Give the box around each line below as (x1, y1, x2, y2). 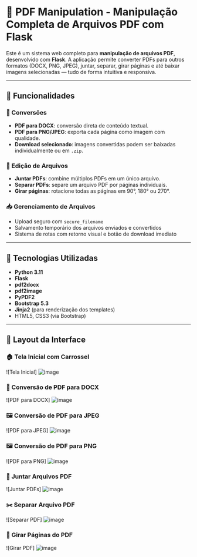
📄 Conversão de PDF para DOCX (6, 383, 100, 391)
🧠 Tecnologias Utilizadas (6, 253, 98, 263)
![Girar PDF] (6, 544, 35, 551)
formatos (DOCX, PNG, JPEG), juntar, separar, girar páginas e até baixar (6, 62, 180, 69)
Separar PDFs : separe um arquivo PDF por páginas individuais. (14, 181, 167, 188)
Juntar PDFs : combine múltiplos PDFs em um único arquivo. (14, 175, 161, 182)
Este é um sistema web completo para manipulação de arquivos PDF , (6, 49, 175, 56)
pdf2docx (14, 281, 39, 288)
